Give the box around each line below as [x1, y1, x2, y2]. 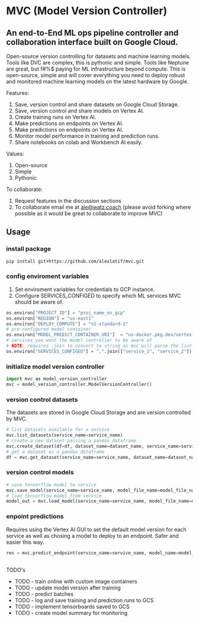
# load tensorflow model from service [6, 493, 102, 499]
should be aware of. [14, 298, 63, 305]
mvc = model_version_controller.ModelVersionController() [6, 381, 152, 388]
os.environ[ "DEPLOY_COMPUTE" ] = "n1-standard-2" [6, 321, 129, 327]
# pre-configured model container [6, 326, 92, 333]
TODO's [6, 566, 25, 573]
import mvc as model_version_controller [6, 376, 108, 382]
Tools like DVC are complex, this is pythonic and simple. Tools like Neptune [6, 59, 190, 66]
